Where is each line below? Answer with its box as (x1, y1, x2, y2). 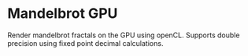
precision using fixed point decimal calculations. (7, 38, 164, 47)
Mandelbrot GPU (7, 5, 118, 23)
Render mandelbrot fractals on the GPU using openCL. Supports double (7, 30, 240, 40)
